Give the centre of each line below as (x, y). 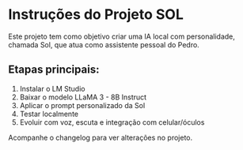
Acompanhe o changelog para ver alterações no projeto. (101, 137)
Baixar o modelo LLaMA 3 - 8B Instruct (83, 97)
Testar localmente (49, 114)
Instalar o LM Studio (52, 88)
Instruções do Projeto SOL (96, 15)
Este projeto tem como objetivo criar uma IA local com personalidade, (122, 36)
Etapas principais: (54, 70)
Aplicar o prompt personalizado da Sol (82, 105)
